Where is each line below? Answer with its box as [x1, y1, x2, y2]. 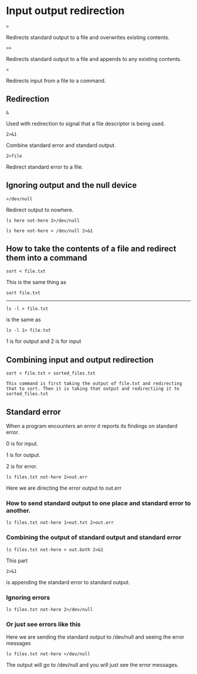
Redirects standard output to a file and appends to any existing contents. [6, 55, 182, 62]
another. [6, 506, 31, 514]
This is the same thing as [6, 279, 66, 286]
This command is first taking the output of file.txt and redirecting [6, 380, 182, 387]
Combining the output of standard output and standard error [6, 533, 182, 541]
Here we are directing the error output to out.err [6, 484, 122, 491]
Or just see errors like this [6, 620, 81, 628]
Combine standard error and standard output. [6, 141, 116, 149]
